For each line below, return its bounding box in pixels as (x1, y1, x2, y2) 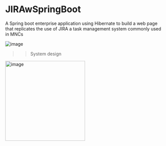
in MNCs (5, 31, 24, 37)
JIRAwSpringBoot (5, 4, 81, 15)
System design (30, 51, 62, 57)
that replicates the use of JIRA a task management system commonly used (5, 25, 161, 31)
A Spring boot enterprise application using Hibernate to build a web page (5, 20, 158, 26)
